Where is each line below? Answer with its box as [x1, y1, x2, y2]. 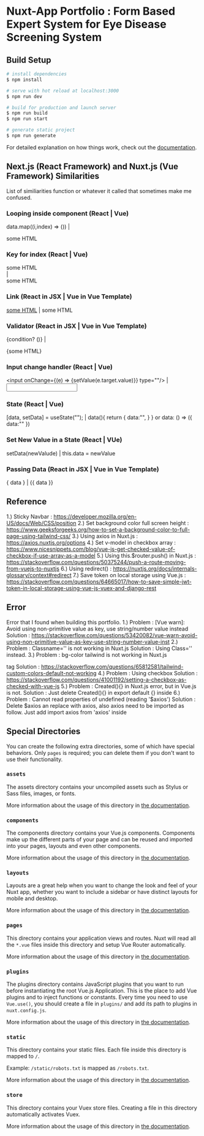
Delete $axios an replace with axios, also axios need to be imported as [6, 702, 185, 709]
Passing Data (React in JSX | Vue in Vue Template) [6, 464, 159, 473]
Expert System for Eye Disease [6, 17, 167, 31]
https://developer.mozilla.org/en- [53, 513, 137, 520]
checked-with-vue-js [6, 682, 60, 690]
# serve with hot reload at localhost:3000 [6, 88, 119, 94]
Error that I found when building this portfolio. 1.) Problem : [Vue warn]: [6, 618, 185, 626]
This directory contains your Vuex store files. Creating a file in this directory [6, 1104, 197, 1111]
